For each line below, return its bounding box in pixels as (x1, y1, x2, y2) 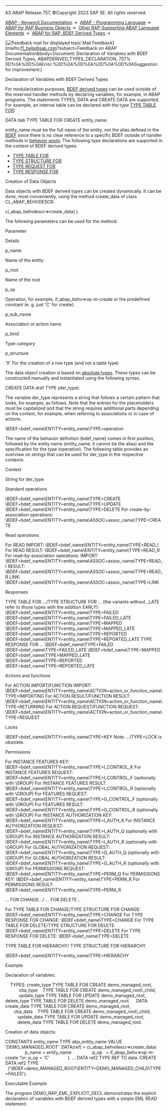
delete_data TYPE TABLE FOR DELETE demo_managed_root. (17, 1019, 142, 1025)
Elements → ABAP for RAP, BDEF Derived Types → (5, 30, 111, 36)
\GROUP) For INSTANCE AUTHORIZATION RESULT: (5, 834, 111, 840)
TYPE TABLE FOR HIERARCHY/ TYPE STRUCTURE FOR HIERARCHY (5, 943, 146, 949)
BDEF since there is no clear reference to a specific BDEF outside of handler (5, 132, 162, 138)
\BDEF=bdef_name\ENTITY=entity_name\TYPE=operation (5, 426, 124, 431)
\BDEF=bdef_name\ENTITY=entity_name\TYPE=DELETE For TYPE (5, 928, 141, 934)
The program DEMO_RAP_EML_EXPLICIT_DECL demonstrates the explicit (5, 1090, 156, 1096)
